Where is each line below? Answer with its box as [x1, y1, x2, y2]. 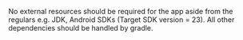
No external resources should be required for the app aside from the [8, 7, 233, 16]
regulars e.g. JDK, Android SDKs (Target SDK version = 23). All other [8, 15, 235, 24]
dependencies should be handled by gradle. [8, 24, 153, 32]
